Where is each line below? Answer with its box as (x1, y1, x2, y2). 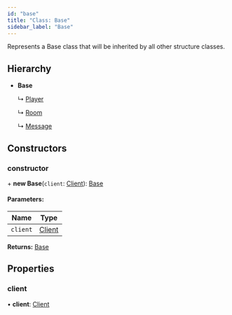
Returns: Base (7, 243, 49, 251)
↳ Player (17, 95, 44, 104)
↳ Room (17, 108, 43, 117)
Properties (7, 263, 55, 275)
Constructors (7, 142, 67, 154)
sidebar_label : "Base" (7, 23, 74, 30)
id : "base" (7, 10, 39, 17)
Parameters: (7, 195, 44, 204)
